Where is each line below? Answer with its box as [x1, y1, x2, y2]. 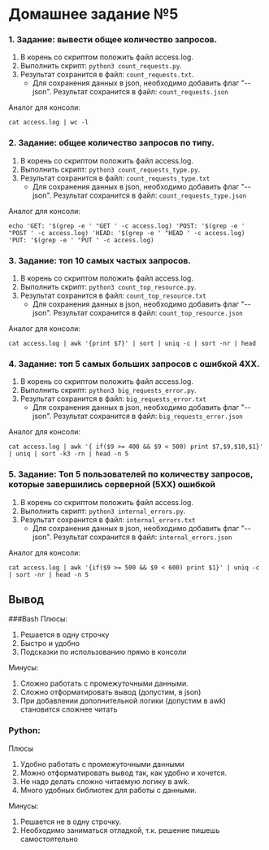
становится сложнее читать [20, 704, 118, 714]
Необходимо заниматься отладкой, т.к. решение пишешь [20, 825, 220, 835]
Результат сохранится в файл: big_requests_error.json [53, 412, 244, 421]
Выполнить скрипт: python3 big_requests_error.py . [20, 386, 197, 395]
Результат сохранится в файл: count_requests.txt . [20, 70, 194, 80]
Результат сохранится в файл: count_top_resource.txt [20, 290, 207, 301]
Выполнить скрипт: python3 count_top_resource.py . [20, 282, 197, 292]
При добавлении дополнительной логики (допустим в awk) [20, 696, 226, 706]
